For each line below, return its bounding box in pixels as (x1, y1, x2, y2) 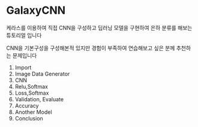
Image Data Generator (14, 70, 70, 77)
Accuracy (14, 102, 39, 109)
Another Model (14, 108, 52, 116)
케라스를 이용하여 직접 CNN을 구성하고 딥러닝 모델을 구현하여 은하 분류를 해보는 (6, 24, 193, 31)
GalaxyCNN (6, 4, 66, 17)
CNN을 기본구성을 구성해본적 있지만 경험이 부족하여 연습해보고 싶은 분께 (6, 44, 175, 52)
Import (14, 63, 32, 71)
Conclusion (14, 114, 43, 122)
